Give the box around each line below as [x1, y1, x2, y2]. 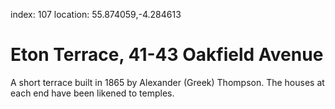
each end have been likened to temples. [10, 87, 175, 99]
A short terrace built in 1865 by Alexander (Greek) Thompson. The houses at [10, 76, 325, 88]
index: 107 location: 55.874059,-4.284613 [10, 9, 182, 20]
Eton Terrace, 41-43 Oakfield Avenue [10, 44, 324, 66]
